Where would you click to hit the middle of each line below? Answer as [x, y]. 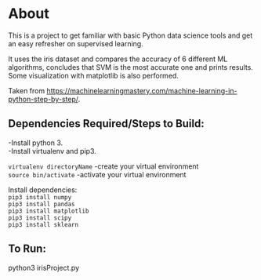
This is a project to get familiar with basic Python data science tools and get [130, 35]
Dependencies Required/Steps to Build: [107, 124]
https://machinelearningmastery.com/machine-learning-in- [142, 90]
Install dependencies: [43, 190]
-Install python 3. [36, 143]
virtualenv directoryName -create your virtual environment [103, 166]
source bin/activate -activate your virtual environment [97, 174]
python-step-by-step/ [43, 99]
